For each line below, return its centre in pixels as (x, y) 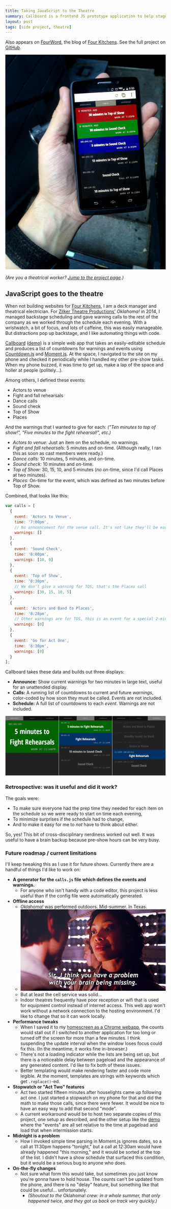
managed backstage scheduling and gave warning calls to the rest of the (82, 317)
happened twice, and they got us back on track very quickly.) (93, 1201)
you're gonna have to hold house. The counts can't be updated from (92, 1179)
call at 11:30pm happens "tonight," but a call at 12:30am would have (91, 1146)
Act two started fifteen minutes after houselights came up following (91, 1092)
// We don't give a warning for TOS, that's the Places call (80, 587)
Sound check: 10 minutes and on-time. (53, 464)
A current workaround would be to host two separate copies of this (91, 1114)
